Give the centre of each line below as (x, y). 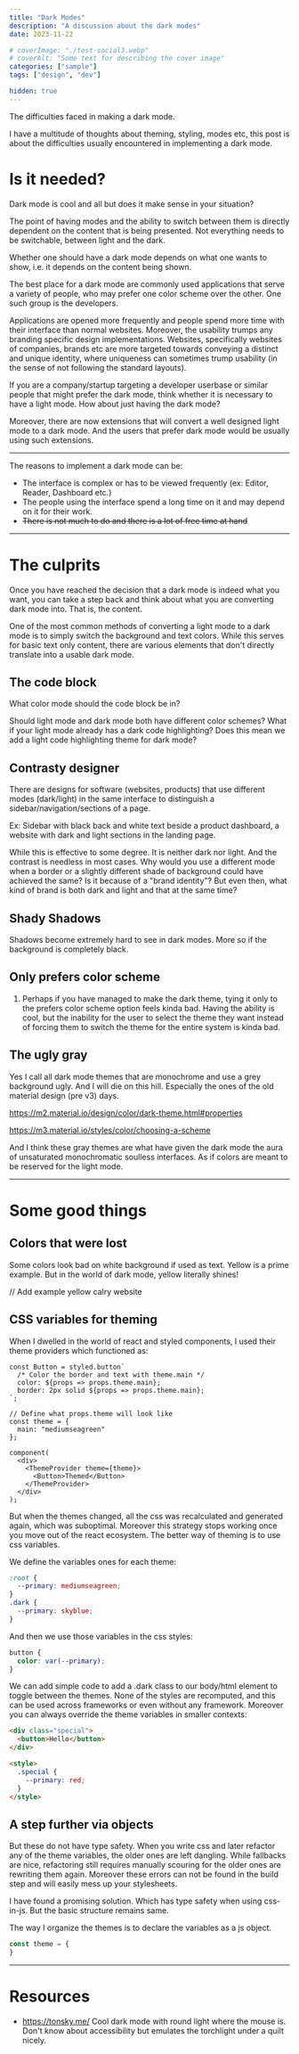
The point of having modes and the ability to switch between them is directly (149, 221)
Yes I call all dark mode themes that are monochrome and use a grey (135, 1076)
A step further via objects (81, 1825)
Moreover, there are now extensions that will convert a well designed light (145, 421)
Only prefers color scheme (85, 977)
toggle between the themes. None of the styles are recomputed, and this (142, 1696)
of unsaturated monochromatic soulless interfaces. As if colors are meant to (149, 1157)
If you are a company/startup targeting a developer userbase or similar (139, 385)
